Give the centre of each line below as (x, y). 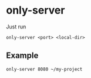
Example (22, 56)
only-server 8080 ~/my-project (44, 69)
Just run (16, 27)
